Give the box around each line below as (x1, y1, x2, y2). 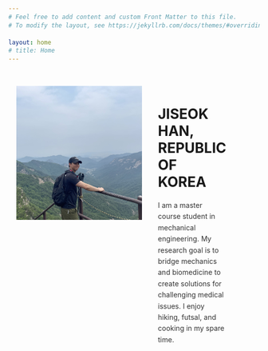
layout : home (8, 38, 52, 46)
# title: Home (8, 46, 56, 55)
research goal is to (158, 245, 219, 255)
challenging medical (158, 290, 224, 300)
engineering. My (158, 234, 212, 244)
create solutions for (158, 278, 222, 288)
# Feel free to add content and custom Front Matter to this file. (8, 13, 238, 21)
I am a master (158, 201, 203, 210)
